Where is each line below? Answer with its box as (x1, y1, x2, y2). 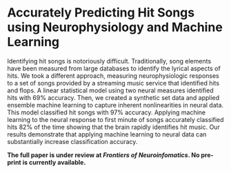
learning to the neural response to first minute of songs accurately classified (7, 115, 224, 123)
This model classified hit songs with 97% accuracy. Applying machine (7, 108, 205, 116)
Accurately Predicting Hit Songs (7, 5, 195, 21)
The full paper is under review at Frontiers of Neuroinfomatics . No (7, 150, 200, 159)
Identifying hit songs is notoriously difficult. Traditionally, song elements (7, 57, 212, 65)
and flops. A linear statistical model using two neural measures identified (7, 86, 214, 94)
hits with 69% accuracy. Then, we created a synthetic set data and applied (7, 93, 220, 101)
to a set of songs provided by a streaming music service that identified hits (7, 79, 219, 87)
